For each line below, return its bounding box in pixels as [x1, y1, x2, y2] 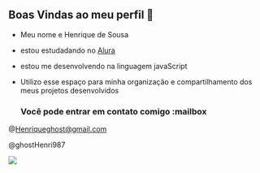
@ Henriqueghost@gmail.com [8, 124, 107, 134]
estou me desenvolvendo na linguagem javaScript [19, 61, 188, 71]
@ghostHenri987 [8, 140, 66, 150]
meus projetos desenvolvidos [19, 85, 119, 95]
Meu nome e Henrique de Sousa [19, 29, 129, 39]
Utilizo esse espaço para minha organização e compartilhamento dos [19, 76, 253, 86]
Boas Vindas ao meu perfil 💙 [8, 8, 154, 22]
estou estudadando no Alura [19, 45, 115, 55]
